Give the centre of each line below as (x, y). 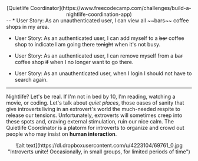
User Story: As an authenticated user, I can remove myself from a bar (99, 56)
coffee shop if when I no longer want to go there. (74, 62)
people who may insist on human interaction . (62, 134)
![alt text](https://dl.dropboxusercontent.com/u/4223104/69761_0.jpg (99, 145)
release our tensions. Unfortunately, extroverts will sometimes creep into (94, 115)
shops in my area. (28, 27)
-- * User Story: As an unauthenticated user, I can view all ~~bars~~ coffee (98, 21)
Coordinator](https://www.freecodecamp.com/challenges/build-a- (111, 8)
